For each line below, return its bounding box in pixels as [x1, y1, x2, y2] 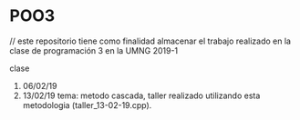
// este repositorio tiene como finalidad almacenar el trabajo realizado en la [9, 35, 292, 46]
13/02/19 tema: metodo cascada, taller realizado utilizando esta [22, 90, 261, 101]
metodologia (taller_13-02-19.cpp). [22, 99, 152, 110]
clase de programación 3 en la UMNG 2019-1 [9, 45, 179, 55]
